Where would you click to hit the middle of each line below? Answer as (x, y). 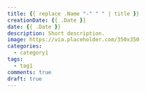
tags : (15, 59)
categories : (25, 46)
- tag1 (23, 66)
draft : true (25, 79)
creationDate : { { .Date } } (47, 20)
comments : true (29, 72)
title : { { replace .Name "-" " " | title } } (73, 14)
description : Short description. (56, 33)
